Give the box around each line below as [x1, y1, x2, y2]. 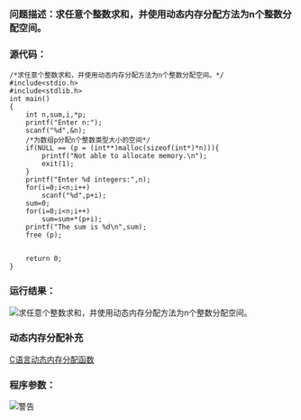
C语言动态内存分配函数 [9, 354, 95, 365]
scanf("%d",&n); [25, 126, 87, 135]
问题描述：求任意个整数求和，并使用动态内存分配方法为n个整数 [9, 7, 283, 20]
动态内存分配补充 [9, 331, 84, 344]
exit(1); [41, 160, 75, 169]
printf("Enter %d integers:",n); [25, 175, 151, 184]
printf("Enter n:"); [25, 118, 103, 127]
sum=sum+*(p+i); [41, 215, 103, 224]
